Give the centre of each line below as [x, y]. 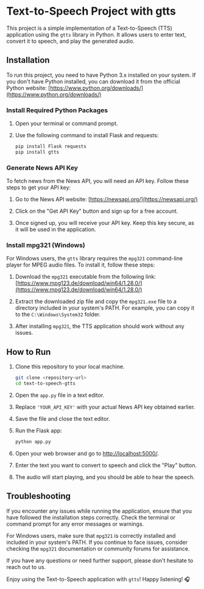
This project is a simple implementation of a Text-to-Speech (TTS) [89, 28]
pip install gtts [37, 152]
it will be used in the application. [55, 229]
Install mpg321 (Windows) [46, 245]
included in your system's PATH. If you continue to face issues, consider [97, 542]
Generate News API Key [42, 168]
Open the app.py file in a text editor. [60, 395]
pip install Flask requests [51, 147]
